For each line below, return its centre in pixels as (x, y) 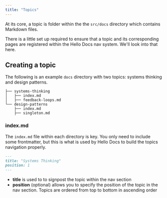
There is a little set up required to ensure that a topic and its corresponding (82, 39)
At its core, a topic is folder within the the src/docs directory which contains (83, 24)
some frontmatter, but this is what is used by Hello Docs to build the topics (82, 142)
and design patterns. (26, 82)
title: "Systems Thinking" (33, 161)
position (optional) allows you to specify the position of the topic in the (85, 185)
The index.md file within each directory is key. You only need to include (78, 136)
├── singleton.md (32, 113)
